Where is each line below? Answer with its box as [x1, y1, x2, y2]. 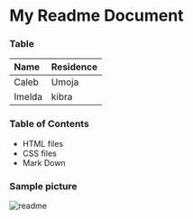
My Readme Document [9, 5, 184, 26]
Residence [51, 60, 97, 73]
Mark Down [22, 157, 66, 168]
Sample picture [9, 179, 78, 192]
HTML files [22, 138, 64, 149]
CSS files [22, 148, 57, 159]
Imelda [14, 91, 43, 104]
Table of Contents [9, 118, 90, 131]
